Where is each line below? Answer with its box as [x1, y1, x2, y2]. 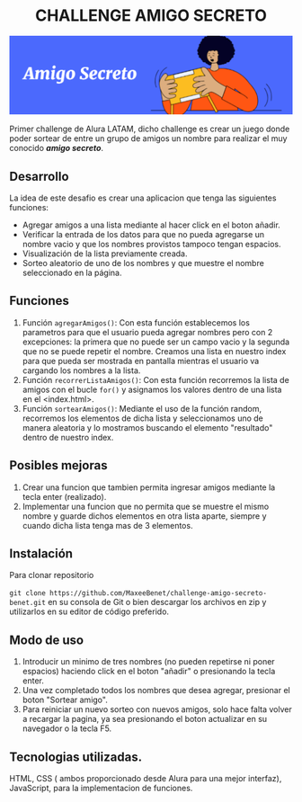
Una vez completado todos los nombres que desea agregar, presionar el [22, 685, 290, 696]
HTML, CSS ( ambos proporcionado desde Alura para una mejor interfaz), [9, 773, 282, 784]
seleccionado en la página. [22, 267, 122, 279]
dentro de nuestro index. [22, 432, 114, 442]
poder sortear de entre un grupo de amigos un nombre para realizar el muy [9, 133, 288, 144]
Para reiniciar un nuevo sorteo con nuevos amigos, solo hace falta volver [22, 704, 292, 715]
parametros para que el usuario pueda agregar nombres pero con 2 [22, 326, 273, 337]
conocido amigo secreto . [9, 143, 104, 154]
